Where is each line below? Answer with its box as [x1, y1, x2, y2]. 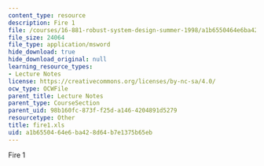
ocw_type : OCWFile [8, 84, 68, 93]
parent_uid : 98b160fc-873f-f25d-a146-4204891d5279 [8, 107, 178, 115]
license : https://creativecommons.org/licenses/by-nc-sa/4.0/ [8, 77, 216, 85]
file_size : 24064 [8, 33, 65, 42]
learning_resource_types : [8, 63, 93, 71]
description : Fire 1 [8, 19, 76, 27]
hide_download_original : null [8, 56, 108, 64]
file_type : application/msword [8, 41, 111, 49]
